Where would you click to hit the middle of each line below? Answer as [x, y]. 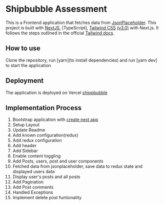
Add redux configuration [37, 140]
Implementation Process [44, 108]
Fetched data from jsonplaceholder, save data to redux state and [78, 166]
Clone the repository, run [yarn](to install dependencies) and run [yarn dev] [82, 60]
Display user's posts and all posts [46, 177]
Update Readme [29, 130]
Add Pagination [28, 182]
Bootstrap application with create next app [55, 120]
